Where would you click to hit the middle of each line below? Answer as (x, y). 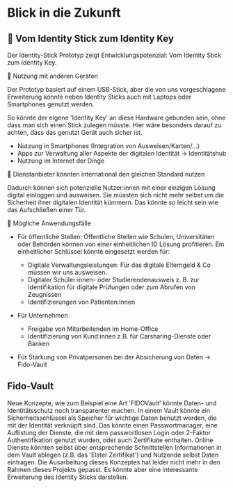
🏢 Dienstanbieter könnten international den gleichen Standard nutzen (106, 174)
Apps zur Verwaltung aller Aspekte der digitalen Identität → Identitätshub (122, 153)
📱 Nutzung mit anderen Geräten (53, 76)
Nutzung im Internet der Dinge (61, 161)
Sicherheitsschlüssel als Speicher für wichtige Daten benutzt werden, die (112, 418)
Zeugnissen (45, 294)
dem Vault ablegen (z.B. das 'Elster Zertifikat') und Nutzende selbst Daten (113, 455)
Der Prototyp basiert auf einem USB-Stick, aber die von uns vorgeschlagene (116, 89)
